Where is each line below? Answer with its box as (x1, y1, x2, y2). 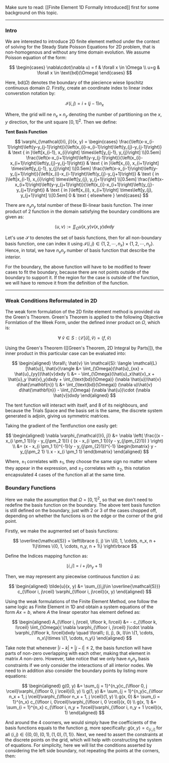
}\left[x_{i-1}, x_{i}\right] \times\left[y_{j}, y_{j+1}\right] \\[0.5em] (5, 176, 137, 182)
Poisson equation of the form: (5, 55, 67, 61)
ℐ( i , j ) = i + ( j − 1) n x (65, 101, 104, 108)
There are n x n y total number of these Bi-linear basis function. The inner (5, 202, 153, 209)
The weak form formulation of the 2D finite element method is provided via (5, 308, 160, 315)
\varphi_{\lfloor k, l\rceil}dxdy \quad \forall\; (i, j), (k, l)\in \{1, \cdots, (15, 630, 154, 636)
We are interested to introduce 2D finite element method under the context (5, 38, 160, 44)
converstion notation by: (5, 91, 56, 97)
